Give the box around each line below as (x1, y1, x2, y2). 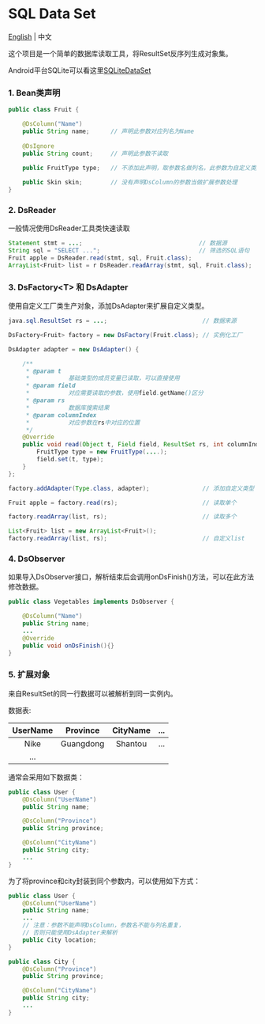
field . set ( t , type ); (36, 456, 104, 464)
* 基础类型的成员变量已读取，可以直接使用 (25, 374, 180, 382)
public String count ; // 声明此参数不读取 (22, 150, 169, 157)
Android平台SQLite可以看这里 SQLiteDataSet (8, 65, 151, 75)
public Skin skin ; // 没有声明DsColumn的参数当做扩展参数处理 (22, 179, 238, 187)
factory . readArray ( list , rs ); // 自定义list (8, 535, 245, 543)
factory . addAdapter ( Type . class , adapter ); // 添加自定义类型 (8, 484, 255, 492)
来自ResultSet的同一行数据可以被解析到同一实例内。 (8, 688, 177, 698)
